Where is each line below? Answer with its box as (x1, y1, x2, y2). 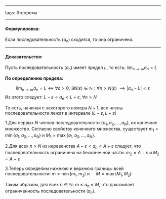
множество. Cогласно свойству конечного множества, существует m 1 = (5, 126, 159, 133)
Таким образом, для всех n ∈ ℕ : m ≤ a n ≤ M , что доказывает (5, 182, 135, 189)
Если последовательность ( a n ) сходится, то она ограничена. (5, 36, 133, 43)
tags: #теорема (5, 10, 38, 15)
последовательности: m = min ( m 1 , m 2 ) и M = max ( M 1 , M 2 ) (5, 170, 132, 178)
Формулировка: (5, 26, 40, 32)
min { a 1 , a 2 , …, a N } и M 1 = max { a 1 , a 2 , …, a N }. (5, 133, 95, 139)
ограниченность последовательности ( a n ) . (5, 188, 96, 195)
